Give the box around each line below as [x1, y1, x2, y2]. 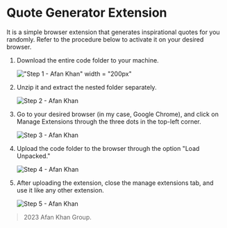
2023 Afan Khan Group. [23, 213, 92, 221]
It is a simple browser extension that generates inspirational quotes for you [6, 28, 220, 36]
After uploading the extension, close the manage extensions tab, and [16, 179, 214, 187]
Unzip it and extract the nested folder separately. [16, 83, 157, 91]
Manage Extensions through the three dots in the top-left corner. [16, 117, 202, 126]
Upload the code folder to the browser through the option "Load [16, 144, 200, 152]
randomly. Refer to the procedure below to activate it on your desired [6, 35, 204, 43]
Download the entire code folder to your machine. [16, 56, 159, 64]
